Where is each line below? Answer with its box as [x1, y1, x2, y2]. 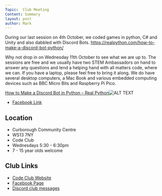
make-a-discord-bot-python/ [5, 45, 64, 51]
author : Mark [5, 21, 32, 26]
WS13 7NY [12, 132, 34, 138]
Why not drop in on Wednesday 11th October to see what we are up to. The [5, 55, 157, 60]
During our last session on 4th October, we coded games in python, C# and [5, 34, 158, 40]
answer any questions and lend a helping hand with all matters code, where [5, 65, 158, 71]
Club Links [5, 162, 38, 170]
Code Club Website [12, 175, 51, 181]
